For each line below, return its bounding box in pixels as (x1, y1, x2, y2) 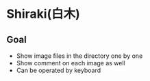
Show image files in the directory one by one (16, 52, 143, 60)
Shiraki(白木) (6, 6, 80, 22)
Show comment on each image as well (16, 59, 125, 67)
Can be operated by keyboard (16, 66, 101, 74)
